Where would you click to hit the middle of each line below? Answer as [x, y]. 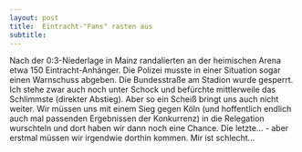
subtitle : [28, 35]
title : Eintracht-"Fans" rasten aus [81, 26]
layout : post [34, 18]
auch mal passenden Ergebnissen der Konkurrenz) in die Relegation [137, 118]
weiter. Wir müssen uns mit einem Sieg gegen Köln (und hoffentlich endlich [151, 109]
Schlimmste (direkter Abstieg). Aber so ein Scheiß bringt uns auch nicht [144, 99]
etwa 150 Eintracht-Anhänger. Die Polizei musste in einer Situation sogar [145, 70]
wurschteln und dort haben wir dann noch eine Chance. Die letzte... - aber [149, 128]
